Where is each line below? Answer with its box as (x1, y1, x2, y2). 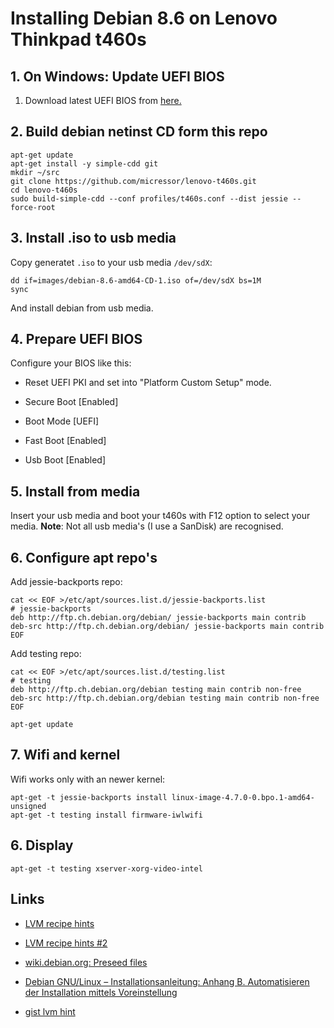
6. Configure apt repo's (10, 549, 158, 566)
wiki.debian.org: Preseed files (24, 956, 148, 968)
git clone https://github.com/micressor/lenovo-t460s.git (10, 176, 257, 186)
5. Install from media (10, 483, 141, 500)
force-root (10, 202, 56, 212)
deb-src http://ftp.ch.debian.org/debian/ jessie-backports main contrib (10, 622, 325, 632)
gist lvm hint (24, 1005, 76, 1017)
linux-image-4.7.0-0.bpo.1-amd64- (171, 792, 315, 802)
